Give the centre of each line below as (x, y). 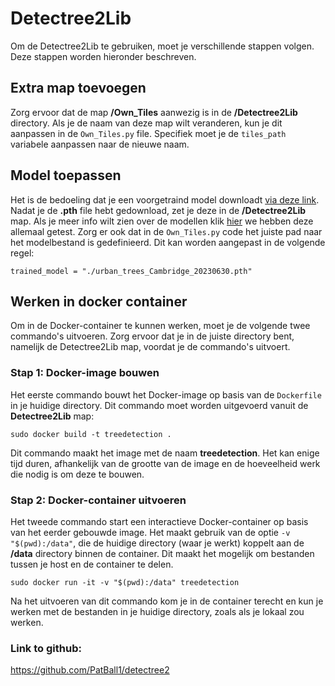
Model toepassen (66, 175)
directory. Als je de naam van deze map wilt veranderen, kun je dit (146, 123)
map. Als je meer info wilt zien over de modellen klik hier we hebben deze (162, 221)
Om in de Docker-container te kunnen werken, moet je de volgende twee (160, 326)
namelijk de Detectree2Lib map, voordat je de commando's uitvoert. (150, 347)
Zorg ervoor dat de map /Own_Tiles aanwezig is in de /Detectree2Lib (154, 112)
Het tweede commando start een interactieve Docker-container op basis (159, 521)
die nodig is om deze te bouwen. (77, 474)
